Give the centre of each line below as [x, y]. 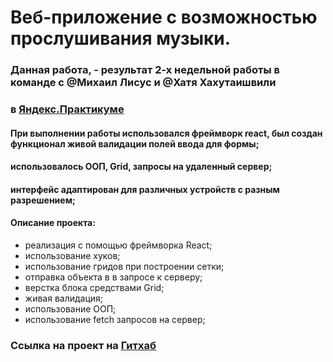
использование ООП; [70, 309]
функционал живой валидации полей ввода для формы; [135, 143]
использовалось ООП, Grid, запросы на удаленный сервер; [141, 167]
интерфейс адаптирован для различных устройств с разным [145, 189]
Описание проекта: [53, 223]
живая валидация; [64, 298]
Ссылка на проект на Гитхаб [83, 345]
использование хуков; [72, 256]
